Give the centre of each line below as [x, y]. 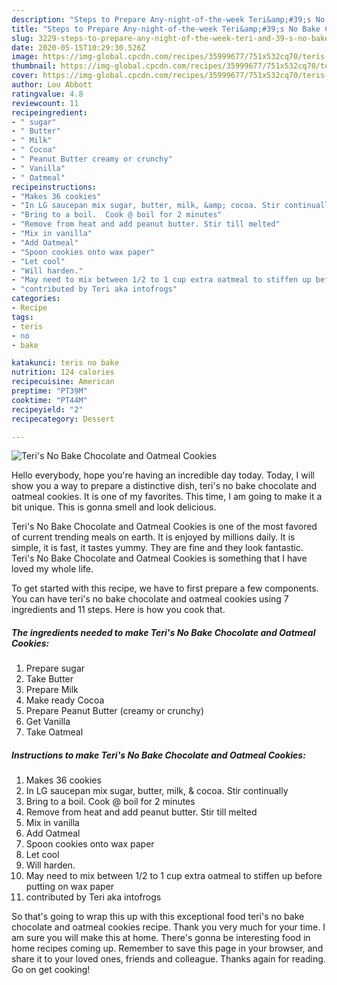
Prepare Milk [52, 690]
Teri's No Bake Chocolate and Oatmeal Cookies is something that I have [159, 558]
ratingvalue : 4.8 [47, 94]
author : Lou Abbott [52, 85]
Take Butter [49, 679]
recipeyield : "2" [47, 409]
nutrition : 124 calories [63, 372]
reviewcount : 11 [45, 103]
